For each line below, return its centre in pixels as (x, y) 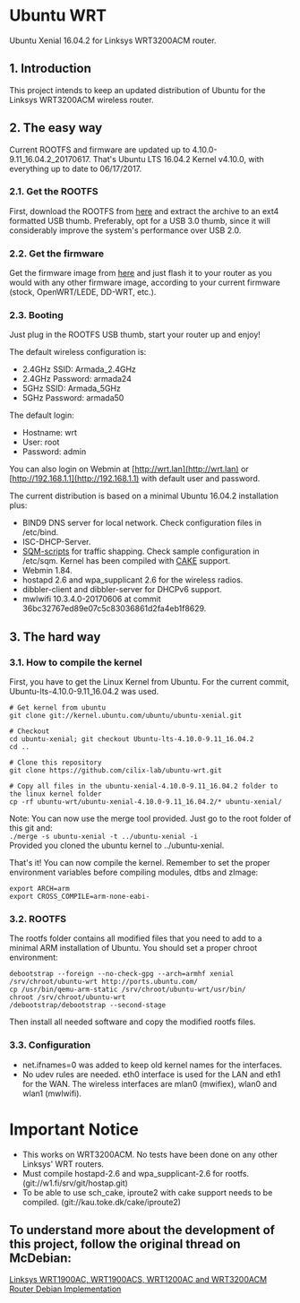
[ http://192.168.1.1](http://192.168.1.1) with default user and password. (135, 479)
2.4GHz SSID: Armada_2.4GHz (79, 369)
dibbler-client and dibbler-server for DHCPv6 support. (122, 590)
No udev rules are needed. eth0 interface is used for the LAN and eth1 (151, 1074)
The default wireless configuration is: (78, 352)
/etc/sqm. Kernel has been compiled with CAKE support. (126, 561)
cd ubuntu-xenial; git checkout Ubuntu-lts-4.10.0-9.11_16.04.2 (132, 739)
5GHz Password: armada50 (73, 398)
